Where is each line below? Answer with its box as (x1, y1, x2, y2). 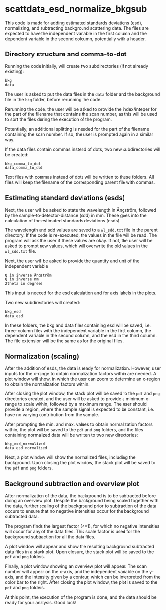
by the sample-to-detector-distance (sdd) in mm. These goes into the (5, 212, 147, 218)
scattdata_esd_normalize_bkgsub (5, 3, 147, 15)
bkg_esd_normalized (5, 442, 45, 446)
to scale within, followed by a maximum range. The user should (18, 401, 147, 407)
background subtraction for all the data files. (5, 534, 95, 540)
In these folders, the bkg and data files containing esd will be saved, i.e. (5, 322, 151, 328)
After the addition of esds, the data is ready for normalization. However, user (5, 365, 161, 371)
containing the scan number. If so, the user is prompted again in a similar (5, 131, 154, 137)
